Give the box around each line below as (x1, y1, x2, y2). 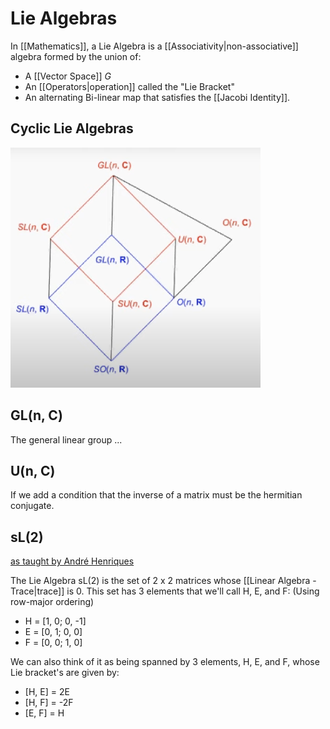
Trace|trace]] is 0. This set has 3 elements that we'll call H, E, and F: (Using (10, 585, 320, 597)
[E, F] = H (24, 707, 65, 719)
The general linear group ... (10, 433, 123, 446)
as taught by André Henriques (10, 555, 135, 567)
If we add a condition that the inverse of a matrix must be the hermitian (10, 489, 303, 501)
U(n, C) (10, 462, 56, 479)
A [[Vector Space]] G (24, 70, 112, 82)
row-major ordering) (10, 596, 95, 608)
